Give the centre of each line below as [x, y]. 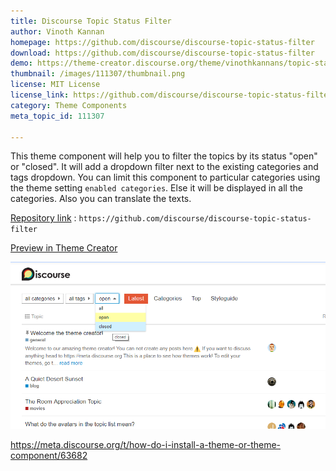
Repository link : [43, 218]
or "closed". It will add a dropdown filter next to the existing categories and [164, 167]
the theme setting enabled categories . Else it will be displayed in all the [156, 188]
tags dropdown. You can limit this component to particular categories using [165, 177]
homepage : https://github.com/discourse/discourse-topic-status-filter [162, 42]
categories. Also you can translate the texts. [101, 199]
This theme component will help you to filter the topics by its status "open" [164, 156]
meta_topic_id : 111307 [57, 116]
